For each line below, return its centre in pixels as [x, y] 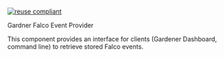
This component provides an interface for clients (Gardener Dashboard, [112, 39]
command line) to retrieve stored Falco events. [75, 47]
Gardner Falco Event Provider [50, 26]
